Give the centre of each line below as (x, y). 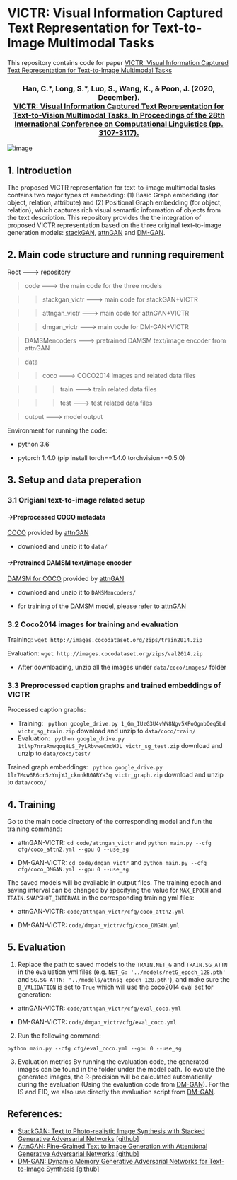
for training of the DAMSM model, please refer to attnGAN (102, 606)
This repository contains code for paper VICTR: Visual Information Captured (118, 62)
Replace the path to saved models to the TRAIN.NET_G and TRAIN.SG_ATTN (122, 964)
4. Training (31, 804)
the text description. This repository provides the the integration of (104, 218)
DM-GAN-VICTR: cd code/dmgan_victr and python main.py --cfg (112, 862)
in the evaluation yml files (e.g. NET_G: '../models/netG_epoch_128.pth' (122, 972)
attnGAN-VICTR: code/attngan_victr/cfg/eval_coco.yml (99, 1008)
